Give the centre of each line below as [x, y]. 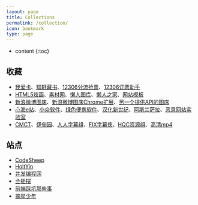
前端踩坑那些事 [33, 188]
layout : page [22, 12]
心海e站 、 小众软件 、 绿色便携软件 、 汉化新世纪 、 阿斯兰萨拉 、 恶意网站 [100, 109]
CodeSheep [30, 160]
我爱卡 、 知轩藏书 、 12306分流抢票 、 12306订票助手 [77, 87]
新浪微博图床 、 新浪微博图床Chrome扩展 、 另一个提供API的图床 [92, 102]
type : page [20, 34]
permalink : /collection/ [37, 23]
